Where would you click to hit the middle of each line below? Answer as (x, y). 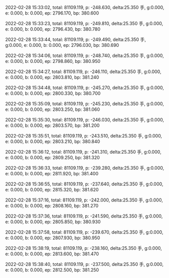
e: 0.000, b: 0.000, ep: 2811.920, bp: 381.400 (52, 173)
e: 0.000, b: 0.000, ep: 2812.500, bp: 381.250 (52, 270)
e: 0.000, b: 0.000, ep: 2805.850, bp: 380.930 (53, 222)
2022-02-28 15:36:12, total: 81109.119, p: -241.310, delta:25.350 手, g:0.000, (83, 152)
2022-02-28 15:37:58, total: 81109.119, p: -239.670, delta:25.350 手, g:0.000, (84, 232)
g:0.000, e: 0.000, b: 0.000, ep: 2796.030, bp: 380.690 (62, 45)
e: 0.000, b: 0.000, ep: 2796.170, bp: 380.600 (52, 13)
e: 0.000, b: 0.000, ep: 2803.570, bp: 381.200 (52, 125)
